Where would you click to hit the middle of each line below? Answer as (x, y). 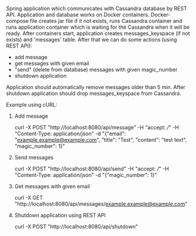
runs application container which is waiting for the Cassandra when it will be (98, 27)
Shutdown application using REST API (60, 215)
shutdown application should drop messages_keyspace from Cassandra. (94, 93)
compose (18, 21)
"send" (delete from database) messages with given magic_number (96, 69)
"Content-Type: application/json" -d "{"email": (70, 134)
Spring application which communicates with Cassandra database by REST (97, 8)
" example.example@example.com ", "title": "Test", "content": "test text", (101, 140)
